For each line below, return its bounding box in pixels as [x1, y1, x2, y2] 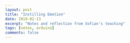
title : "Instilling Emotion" [5, 12, 65, 17]
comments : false [5, 30, 39, 35]
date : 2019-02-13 [5, 16, 41, 21]
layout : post [5, 7, 32, 12]
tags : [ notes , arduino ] [5, 26, 55, 31]
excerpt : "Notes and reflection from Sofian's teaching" [5, 21, 126, 26]
